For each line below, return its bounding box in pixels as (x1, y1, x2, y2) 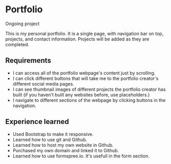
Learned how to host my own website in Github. (12, 142, 114, 148)
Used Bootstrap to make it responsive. (12, 131, 94, 137)
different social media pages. (12, 80, 74, 87)
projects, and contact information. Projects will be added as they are (5, 36, 149, 42)
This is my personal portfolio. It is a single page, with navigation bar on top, (5, 30, 164, 36)
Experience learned (5, 117, 69, 126)
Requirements (5, 56, 51, 65)
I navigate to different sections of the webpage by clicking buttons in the (12, 97, 166, 103)
